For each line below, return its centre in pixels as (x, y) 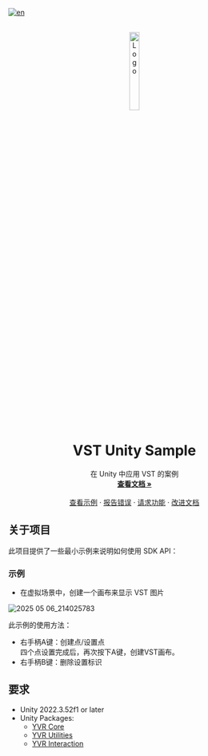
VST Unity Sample (134, 450)
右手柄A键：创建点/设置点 (62, 642)
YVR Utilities (52, 735)
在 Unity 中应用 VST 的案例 (134, 473)
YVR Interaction (58, 743)
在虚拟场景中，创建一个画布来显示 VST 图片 (92, 593)
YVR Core (48, 726)
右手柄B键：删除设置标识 (61, 662)
